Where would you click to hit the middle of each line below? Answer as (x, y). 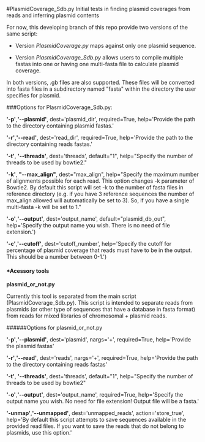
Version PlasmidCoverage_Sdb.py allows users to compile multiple (99, 57)
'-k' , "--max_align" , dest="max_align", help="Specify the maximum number (102, 174)
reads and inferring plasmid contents (53, 15)
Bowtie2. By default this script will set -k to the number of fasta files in (95, 187)
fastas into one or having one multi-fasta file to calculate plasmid (97, 64)
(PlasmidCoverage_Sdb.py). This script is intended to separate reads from (100, 303)
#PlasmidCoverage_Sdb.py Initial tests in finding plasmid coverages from (99, 9)
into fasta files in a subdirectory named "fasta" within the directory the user (101, 89)
